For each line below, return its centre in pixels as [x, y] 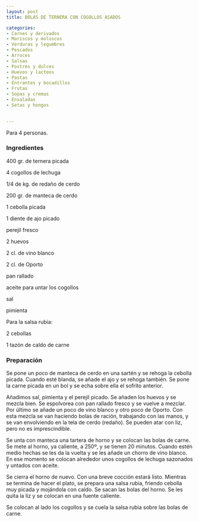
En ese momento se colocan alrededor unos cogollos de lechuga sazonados [99, 459]
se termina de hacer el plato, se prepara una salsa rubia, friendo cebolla [94, 483]
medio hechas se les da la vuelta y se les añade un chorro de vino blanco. [97, 453]
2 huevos [18, 241]
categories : [21, 28]
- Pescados [20, 50]
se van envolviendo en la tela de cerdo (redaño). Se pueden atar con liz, [94, 422]
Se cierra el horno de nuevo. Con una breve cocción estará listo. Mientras [96, 477]
